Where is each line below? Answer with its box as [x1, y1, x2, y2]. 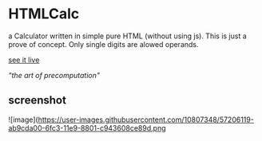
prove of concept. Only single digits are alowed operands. [8, 39, 199, 49]
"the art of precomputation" [8, 70, 101, 80]
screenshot [8, 93, 66, 108]
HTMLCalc [8, 5, 80, 23]
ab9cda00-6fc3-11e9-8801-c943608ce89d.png [8, 123, 166, 132]
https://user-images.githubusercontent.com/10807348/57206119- [38, 115, 254, 124]
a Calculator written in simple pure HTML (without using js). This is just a [8, 31, 248, 41]
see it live [8, 55, 40, 65]
